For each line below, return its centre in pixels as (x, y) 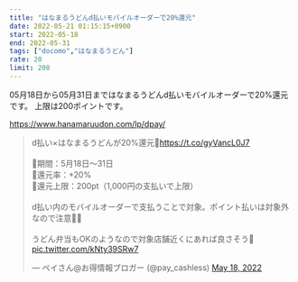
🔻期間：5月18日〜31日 (72, 163)
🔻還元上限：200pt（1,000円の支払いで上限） (115, 186)
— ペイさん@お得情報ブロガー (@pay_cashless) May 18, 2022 (146, 268)
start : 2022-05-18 (44, 34)
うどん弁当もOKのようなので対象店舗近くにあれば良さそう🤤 (143, 239)
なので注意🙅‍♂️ (57, 218)
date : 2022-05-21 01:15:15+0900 (70, 26)
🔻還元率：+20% (61, 174)
